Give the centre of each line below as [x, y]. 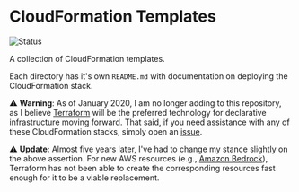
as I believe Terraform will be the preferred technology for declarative [138, 112]
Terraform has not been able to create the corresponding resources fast [142, 168]
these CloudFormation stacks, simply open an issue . [106, 131]
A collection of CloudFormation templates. [87, 58]
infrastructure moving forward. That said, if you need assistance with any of [149, 122]
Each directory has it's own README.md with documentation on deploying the [149, 76]
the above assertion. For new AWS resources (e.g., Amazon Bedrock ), [139, 158]
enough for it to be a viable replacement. [84, 178]
